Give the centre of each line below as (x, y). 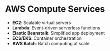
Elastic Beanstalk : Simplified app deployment (58, 33)
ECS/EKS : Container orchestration (47, 38)
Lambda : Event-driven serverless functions (56, 27)
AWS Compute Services (55, 9)
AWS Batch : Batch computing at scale (51, 43)
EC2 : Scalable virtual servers (41, 23)
